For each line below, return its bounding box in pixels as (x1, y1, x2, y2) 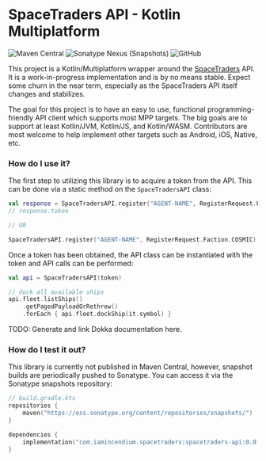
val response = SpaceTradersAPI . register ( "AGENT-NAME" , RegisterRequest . (8, 200, 257, 208)
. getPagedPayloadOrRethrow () (22, 303, 119, 311)
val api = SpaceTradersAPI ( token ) (8, 273, 123, 282)
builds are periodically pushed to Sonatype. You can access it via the (8, 371, 234, 380)
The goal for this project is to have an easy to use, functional (8, 105, 206, 114)
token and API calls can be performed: (8, 258, 134, 268)
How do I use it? (8, 158, 71, 169)
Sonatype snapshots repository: (8, 379, 113, 389)
